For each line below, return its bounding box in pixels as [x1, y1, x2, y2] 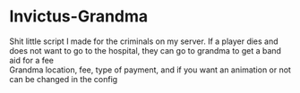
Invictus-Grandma [9, 6, 149, 27]
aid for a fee [9, 55, 55, 65]
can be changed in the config [9, 73, 118, 84]
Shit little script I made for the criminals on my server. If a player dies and [9, 36, 279, 46]
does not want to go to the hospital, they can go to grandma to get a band [9, 45, 282, 55]
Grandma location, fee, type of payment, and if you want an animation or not [9, 64, 291, 75]
